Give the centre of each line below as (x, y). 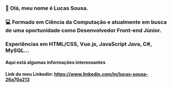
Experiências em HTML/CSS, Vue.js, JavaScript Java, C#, (79, 44)
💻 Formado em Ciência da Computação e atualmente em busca (86, 22)
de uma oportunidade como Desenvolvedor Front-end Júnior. (83, 30)
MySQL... (17, 50)
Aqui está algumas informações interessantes (55, 63)
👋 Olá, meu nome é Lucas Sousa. (47, 8)
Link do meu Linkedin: (29, 74)
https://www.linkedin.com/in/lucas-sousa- (101, 74)
